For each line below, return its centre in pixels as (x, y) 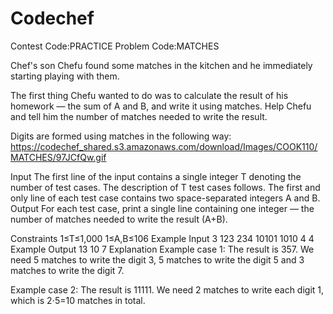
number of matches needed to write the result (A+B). (119, 219)
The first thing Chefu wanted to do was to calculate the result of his (149, 95)
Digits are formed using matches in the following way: (121, 136)
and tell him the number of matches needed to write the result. (139, 116)
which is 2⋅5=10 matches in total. (78, 300)
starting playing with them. (65, 76)
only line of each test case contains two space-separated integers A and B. (165, 198)
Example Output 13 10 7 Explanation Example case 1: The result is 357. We (162, 249)
